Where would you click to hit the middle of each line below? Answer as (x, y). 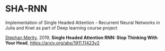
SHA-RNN (26, 9)
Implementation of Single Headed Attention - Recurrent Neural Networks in (83, 22)
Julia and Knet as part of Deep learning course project (61, 27)
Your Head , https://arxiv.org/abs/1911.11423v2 (52, 42)
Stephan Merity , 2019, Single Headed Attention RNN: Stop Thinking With (81, 37)
